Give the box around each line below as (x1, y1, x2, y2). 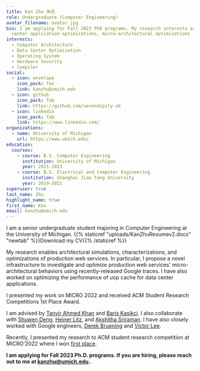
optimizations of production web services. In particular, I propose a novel (6, 255, 186, 262)
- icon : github (11, 92, 49, 98)
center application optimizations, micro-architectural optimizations (11, 31, 190, 37)
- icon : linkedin (11, 108, 55, 114)
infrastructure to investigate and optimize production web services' (6, 261, 171, 269)
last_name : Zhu (6, 191, 44, 197)
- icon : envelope (11, 75, 55, 81)
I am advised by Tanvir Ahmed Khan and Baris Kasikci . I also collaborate (6, 310, 183, 317)
